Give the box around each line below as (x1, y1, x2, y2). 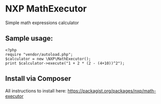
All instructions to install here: (5, 87, 67, 93)
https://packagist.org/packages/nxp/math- (67, 87, 156, 93)
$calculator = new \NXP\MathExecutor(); (5, 56, 92, 61)
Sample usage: (5, 34, 53, 43)
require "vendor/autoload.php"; (5, 52, 73, 57)
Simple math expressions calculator (5, 20, 79, 26)
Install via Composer (5, 74, 71, 83)
